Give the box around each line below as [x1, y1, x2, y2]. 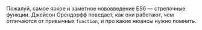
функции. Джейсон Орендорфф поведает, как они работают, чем [6, 11, 174, 18]
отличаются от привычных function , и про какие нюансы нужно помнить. [6, 18, 197, 24]
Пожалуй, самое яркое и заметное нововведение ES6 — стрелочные [6, 5, 186, 12]
